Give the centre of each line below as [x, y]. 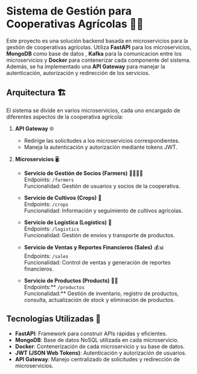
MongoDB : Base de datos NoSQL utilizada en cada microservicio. [97, 340]
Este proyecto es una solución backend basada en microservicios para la [97, 41]
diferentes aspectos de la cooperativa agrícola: [65, 117]
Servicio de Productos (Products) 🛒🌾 [71, 280]
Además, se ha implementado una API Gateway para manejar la [86, 66]
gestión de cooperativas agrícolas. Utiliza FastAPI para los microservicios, [99, 47]
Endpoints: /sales [46, 256]
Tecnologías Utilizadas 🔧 [53, 319]
